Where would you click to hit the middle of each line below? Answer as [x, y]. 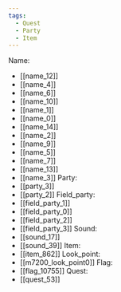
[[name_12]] [39, 76]
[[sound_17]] [40, 237]
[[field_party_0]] [46, 211]
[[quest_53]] [40, 279]
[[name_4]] [38, 85]
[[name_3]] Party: [49, 178]
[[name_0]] [38, 118]
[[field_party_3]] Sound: [59, 229]
